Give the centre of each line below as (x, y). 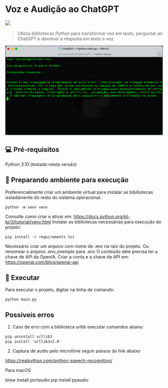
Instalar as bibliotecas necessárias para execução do (107, 221)
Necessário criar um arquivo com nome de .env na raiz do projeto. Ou (77, 246)
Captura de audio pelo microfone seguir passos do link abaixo (76, 351)
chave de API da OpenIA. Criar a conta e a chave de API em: (67, 256)
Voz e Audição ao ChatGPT (62, 9)
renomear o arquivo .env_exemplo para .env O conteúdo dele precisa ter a (81, 251)
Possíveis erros (30, 315)
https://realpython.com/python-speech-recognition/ (59, 360)
